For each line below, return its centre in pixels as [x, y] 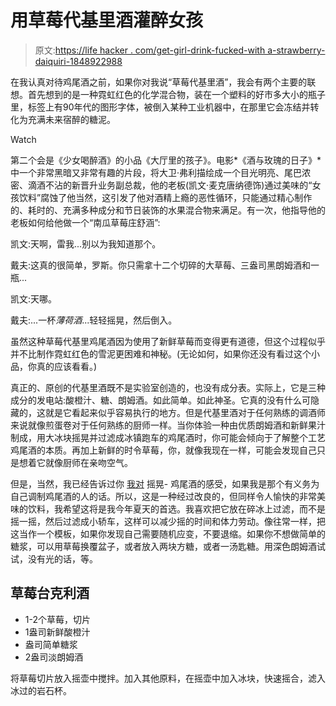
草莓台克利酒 [50, 593]
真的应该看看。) [67, 366]
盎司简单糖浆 [51, 644]
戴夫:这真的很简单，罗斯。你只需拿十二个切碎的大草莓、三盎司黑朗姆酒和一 [165, 265]
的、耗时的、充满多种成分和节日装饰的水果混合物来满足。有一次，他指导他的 [168, 210]
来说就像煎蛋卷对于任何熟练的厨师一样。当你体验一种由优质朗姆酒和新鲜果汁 [168, 425]
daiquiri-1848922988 [78, 61]
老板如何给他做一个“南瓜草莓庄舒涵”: [85, 222]
